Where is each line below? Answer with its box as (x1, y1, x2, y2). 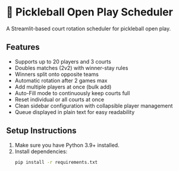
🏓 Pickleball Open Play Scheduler (6, 5, 174, 19)
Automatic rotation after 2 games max (14, 77, 108, 84)
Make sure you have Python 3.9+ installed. (14, 141, 120, 148)
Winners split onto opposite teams (14, 71, 99, 78)
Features (6, 42, 40, 52)
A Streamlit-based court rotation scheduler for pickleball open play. (6, 25, 171, 32)
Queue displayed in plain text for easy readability (14, 108, 135, 115)
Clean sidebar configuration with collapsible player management (14, 102, 173, 109)
